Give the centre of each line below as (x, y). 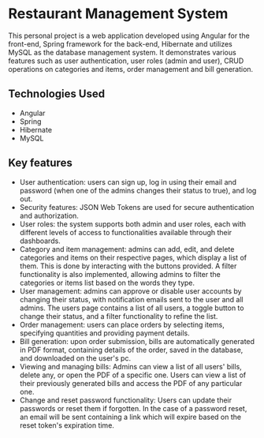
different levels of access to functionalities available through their (126, 232)
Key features (40, 163)
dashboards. (40, 241)
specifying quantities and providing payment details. (105, 333)
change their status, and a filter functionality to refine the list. (119, 316)
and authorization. (49, 215)
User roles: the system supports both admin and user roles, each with (133, 224)
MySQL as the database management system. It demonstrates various (122, 52)
